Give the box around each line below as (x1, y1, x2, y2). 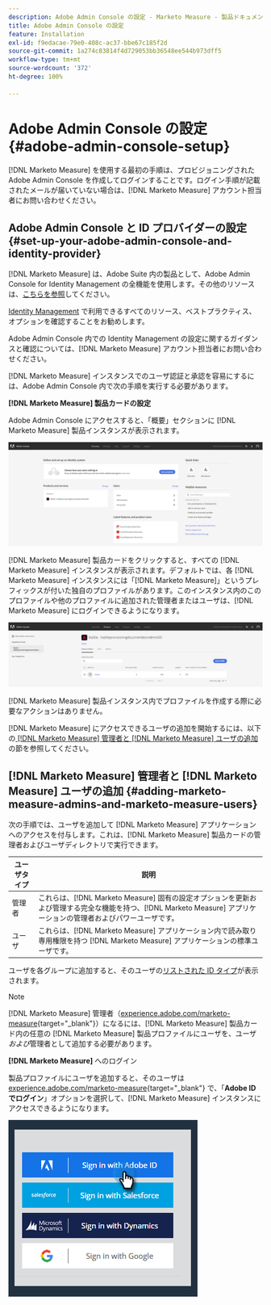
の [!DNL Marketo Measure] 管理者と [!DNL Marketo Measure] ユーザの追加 (8, 733, 258, 743)
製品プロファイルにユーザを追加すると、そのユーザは (8, 1072, 185, 1082)
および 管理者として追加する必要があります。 (8, 1039, 156, 1048)
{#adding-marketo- (126, 784, 227, 798)
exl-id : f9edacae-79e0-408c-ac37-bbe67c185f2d (8, 39, 168, 47)
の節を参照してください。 (8, 743, 94, 753)
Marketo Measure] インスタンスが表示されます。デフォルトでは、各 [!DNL (8, 565, 254, 575)
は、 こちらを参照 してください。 (8, 289, 115, 299)
